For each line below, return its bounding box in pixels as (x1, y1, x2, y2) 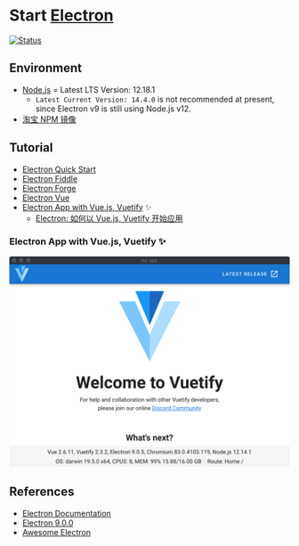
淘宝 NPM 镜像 (21, 113, 77, 125)
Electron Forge (21, 183, 77, 193)
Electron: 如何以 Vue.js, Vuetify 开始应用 (35, 213, 183, 224)
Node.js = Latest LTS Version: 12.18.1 (21, 84, 156, 94)
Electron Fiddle (21, 173, 78, 183)
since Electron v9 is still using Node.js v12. (35, 103, 191, 114)
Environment (9, 61, 83, 76)
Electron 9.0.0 (21, 517, 74, 528)
